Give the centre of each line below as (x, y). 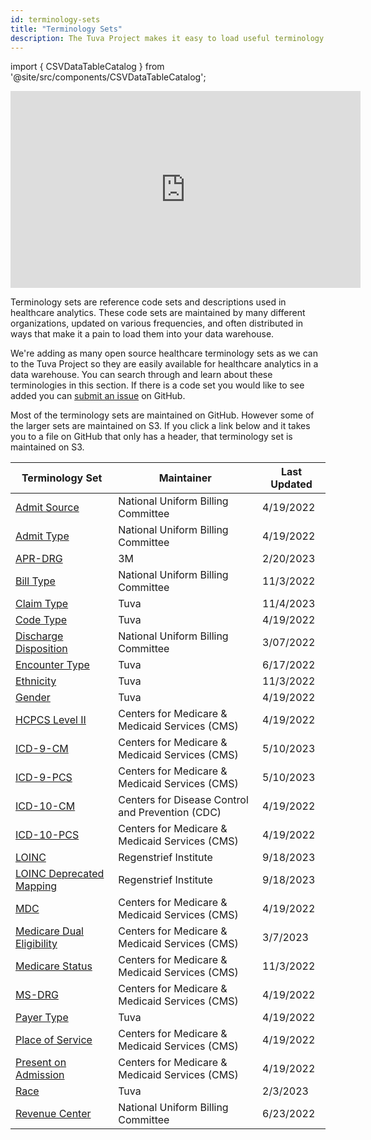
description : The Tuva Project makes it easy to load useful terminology (167, 38)
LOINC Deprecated (60, 874)
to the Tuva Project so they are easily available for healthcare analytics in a (164, 364)
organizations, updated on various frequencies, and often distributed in (157, 323)
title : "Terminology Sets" (66, 29)
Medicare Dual (49, 931)
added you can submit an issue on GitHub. (98, 396)
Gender (33, 698)
